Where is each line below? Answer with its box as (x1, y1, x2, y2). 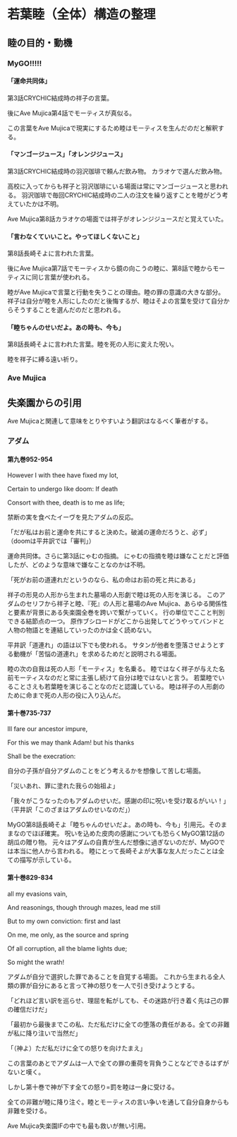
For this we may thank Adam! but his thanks (7, 738, 135, 747)
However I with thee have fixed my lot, (7, 471, 119, 480)
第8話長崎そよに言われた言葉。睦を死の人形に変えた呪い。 (7, 340, 178, 349)
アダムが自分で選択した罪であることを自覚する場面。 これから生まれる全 (7, 972, 219, 981)
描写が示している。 (19, 855, 75, 865)
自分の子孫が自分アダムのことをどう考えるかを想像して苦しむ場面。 (7, 766, 205, 775)
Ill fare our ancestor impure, (7, 725, 88, 733)
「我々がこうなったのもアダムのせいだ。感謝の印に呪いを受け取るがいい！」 (7, 797, 230, 805)
